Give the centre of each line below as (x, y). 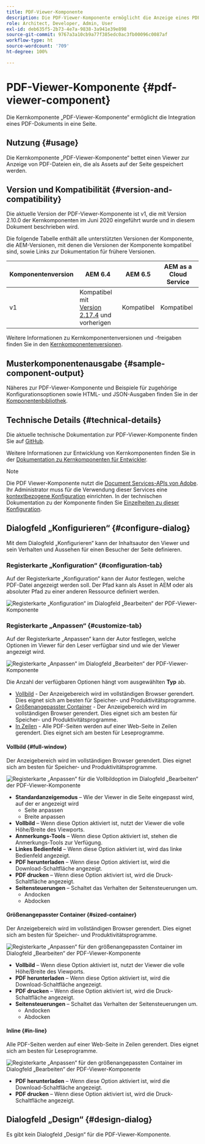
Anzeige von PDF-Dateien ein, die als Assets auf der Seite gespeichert (95, 164)
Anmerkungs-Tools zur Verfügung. (59, 842)
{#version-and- (142, 190)
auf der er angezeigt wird (47, 803)
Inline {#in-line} (27, 1031)
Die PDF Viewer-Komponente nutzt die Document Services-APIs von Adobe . (102, 483)
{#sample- (145, 364)
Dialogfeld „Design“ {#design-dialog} (79, 1120)
